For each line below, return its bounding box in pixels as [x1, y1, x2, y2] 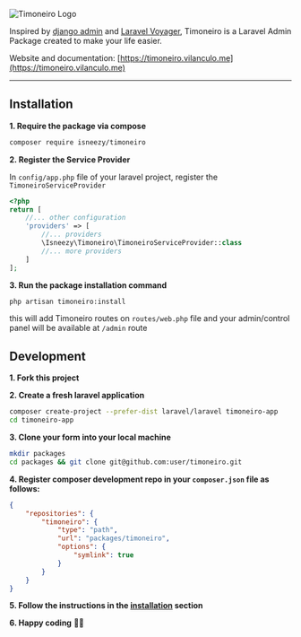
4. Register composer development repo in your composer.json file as [9, 474, 270, 484]
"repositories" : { [25, 509, 94, 518]
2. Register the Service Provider [9, 153, 131, 165]
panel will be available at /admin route [9, 323, 148, 334]
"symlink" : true [73, 551, 134, 560]
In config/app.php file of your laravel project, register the [9, 171, 218, 182]
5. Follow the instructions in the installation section [9, 600, 203, 611]
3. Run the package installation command [9, 279, 168, 291]
